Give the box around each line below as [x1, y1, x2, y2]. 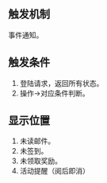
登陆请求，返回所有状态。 [19, 78, 104, 88]
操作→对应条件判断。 [19, 88, 90, 98]
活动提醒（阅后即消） [19, 166, 90, 176]
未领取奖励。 [19, 156, 62, 165]
